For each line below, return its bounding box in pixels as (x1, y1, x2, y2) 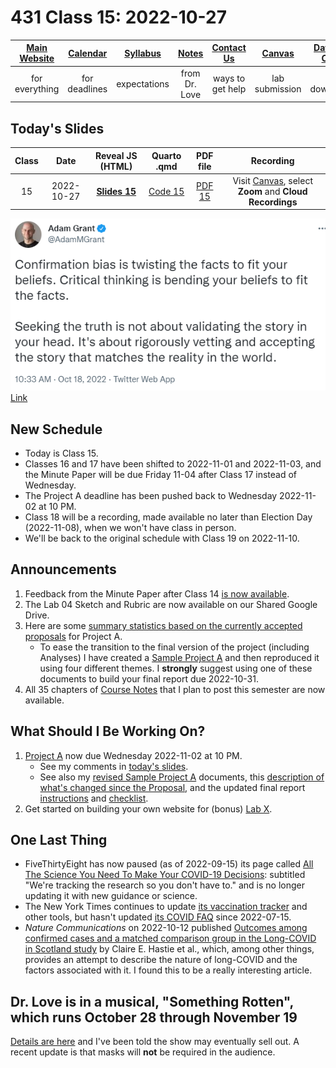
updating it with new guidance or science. (24, 890, 198, 902)
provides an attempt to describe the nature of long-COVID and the (24, 954, 298, 966)
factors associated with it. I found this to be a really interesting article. (24, 964, 313, 976)
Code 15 (148, 185, 185, 197)
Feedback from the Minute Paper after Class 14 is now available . (24, 587, 290, 600)
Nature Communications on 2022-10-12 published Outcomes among (24, 922, 308, 934)
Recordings (248, 196, 298, 208)
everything (14, 83, 60, 95)
